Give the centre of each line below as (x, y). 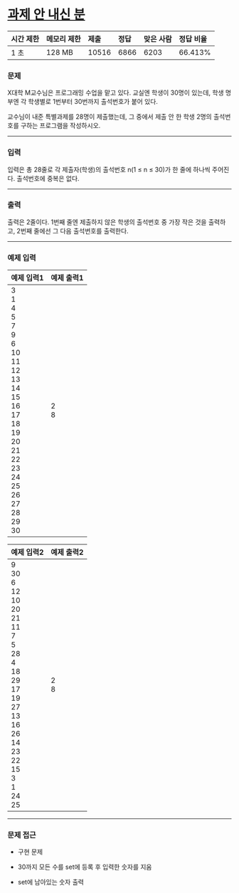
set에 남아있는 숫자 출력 (51, 882)
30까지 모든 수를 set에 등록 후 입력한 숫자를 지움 (85, 867)
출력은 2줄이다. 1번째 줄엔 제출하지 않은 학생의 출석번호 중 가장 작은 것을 (107, 222)
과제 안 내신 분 (46, 15)
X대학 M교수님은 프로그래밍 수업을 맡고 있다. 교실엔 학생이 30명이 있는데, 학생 (116, 93)
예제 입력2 (27, 552)
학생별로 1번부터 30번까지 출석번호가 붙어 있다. (93, 102)
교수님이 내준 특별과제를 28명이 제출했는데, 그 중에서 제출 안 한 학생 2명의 (110, 117)
